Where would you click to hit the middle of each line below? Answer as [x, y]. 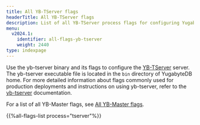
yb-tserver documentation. [39, 92]
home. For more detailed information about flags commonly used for [90, 80]
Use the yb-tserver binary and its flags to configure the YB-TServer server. [98, 67]
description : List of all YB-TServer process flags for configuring [93, 23]
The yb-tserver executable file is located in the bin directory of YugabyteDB [99, 74]
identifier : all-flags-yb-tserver [60, 39]
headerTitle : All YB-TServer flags [50, 17]
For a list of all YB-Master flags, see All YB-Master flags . [75, 104]
